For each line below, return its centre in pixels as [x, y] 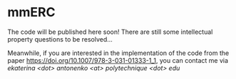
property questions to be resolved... [60, 39]
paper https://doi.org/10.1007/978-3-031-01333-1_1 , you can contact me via [118, 60]
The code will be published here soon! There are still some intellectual [110, 32]
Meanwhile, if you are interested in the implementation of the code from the [118, 53]
